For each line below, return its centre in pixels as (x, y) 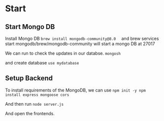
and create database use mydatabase (42, 63)
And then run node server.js (34, 104)
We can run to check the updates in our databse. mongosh (63, 53)
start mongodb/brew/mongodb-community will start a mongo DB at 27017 (80, 44)
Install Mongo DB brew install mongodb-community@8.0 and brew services (82, 38)
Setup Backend (29, 78)
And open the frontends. (30, 113)
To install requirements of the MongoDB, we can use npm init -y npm (76, 90)
